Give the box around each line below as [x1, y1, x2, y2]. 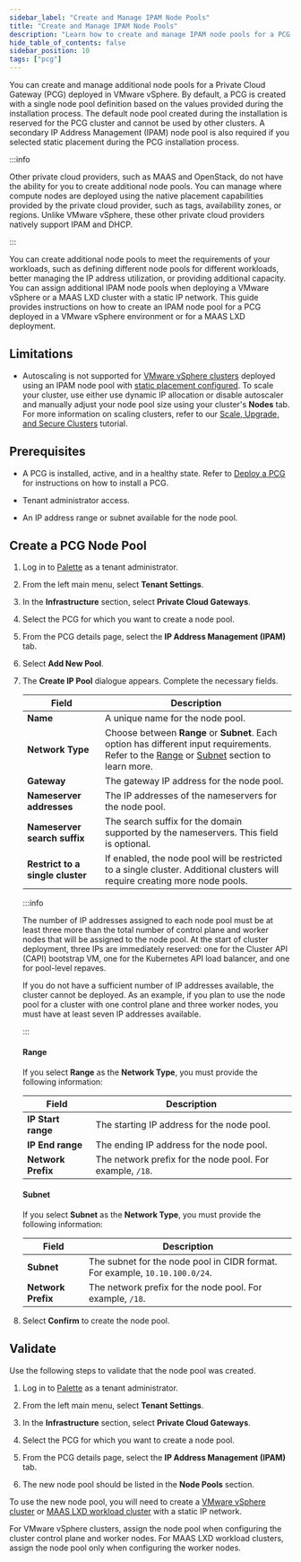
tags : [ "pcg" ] [9, 55, 63, 64]
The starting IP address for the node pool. [95, 1118, 271, 1130]
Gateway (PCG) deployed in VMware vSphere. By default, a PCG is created [9, 89, 287, 100]
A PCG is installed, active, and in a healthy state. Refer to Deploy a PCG [21, 467, 286, 478]
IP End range [26, 1139, 83, 1151]
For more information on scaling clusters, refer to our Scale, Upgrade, [21, 408, 279, 419]
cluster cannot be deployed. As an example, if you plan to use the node [21, 990, 286, 1000]
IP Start [26, 1113, 60, 1125]
